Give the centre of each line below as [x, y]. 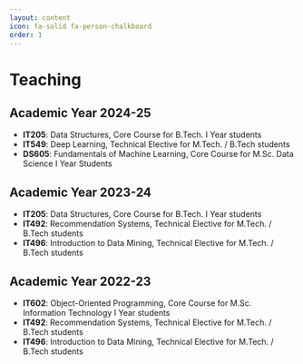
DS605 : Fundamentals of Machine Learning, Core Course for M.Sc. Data [158, 154]
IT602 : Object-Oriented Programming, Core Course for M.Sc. [137, 303]
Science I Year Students [67, 163]
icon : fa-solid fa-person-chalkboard [81, 26]
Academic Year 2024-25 [80, 113]
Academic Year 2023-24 [81, 192]
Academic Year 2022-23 [80, 281]
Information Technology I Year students [96, 313]
